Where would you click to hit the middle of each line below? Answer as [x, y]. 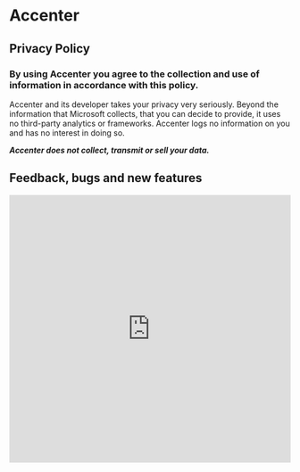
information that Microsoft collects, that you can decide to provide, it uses [145, 113]
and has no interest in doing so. [67, 132]
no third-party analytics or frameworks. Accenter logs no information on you [150, 123]
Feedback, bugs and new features [106, 178]
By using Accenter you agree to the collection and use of [135, 74]
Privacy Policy [50, 49]
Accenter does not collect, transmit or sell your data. [109, 150]
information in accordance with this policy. [104, 85]
